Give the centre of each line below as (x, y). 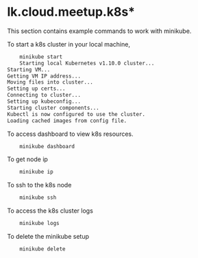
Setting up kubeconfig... (44, 102)
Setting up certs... (37, 89)
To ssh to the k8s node (39, 185)
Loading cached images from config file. (67, 121)
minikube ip (36, 172)
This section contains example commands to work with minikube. (99, 31)
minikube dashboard (47, 146)
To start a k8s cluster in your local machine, (69, 44)
